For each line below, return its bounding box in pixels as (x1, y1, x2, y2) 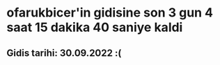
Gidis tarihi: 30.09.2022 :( (6, 47, 122, 59)
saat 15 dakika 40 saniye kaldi (6, 19, 183, 35)
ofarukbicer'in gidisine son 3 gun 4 (6, 5, 214, 21)
